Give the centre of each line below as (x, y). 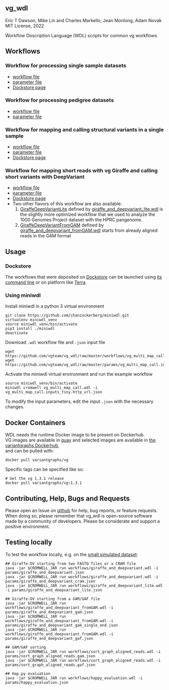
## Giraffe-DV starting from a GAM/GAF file (53, 599)
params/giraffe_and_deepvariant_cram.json (50, 581)
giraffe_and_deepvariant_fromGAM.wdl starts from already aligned (89, 230)
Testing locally (29, 542)
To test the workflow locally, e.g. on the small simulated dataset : (72, 554)
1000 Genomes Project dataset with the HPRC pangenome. (81, 220)
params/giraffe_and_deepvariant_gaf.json (49, 638)
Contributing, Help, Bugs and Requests (67, 498)
